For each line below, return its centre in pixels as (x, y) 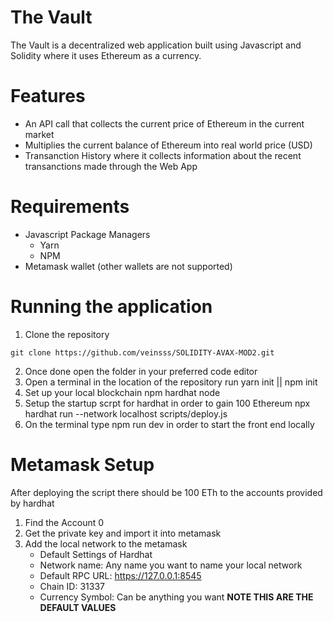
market (39, 134)
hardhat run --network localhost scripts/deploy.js (126, 413)
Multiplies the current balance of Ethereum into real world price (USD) (168, 145)
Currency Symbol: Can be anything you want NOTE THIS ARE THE (176, 597)
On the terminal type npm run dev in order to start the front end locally (169, 424)
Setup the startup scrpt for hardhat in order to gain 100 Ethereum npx (167, 403)
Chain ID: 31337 (72, 586)
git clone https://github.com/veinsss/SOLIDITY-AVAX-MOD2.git (142, 352)
